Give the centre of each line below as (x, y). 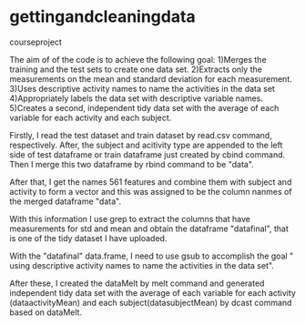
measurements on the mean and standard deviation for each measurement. (151, 78)
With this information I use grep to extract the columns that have (130, 218)
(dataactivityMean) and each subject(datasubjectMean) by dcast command (151, 302)
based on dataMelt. (46, 312)
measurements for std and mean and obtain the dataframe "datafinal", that (149, 229)
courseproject (36, 42)
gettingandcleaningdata (102, 17)
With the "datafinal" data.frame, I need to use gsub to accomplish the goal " (152, 256)
